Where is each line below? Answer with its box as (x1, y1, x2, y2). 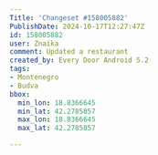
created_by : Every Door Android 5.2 (9, 56, 149, 65)
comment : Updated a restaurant (9, 47, 129, 57)
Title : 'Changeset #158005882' (9, 13, 129, 23)
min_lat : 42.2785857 (17, 107, 96, 116)
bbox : (9, 89, 30, 98)
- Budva (9, 81, 39, 90)
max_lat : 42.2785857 (17, 124, 96, 133)
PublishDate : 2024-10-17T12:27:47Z (9, 22, 145, 31)
